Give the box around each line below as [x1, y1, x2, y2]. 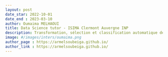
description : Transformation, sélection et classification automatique [5, 30, 157, 35]
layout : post [5, 7, 32, 12]
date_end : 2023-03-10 [5, 16, 52, 21]
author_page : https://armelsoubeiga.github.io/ [5, 40, 108, 45]
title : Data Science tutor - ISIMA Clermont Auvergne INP [5, 26, 128, 31]
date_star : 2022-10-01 [5, 12, 52, 17]
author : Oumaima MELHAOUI [5, 21, 59, 26]
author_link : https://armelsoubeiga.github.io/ [5, 44, 108, 49]
